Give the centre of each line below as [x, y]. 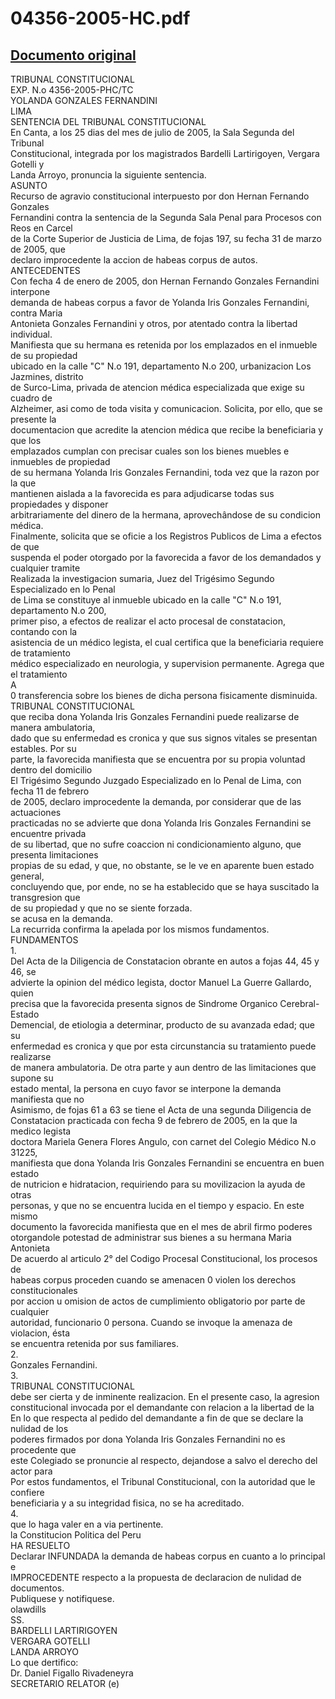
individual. [31, 334]
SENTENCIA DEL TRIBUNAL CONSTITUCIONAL [108, 121]
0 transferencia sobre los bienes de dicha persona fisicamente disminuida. [164, 695]
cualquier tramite [45, 568]
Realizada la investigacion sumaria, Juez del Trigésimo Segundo [142, 578]
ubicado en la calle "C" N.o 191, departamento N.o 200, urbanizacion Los [161, 366]
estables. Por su [43, 748]
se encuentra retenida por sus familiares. [95, 1343]
